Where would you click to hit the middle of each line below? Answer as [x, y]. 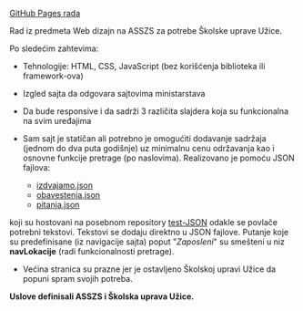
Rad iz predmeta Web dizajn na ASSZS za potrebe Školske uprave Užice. [146, 31]
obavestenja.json [68, 195]
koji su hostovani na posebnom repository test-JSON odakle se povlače [143, 222]
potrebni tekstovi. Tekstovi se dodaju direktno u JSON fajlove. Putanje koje [149, 232]
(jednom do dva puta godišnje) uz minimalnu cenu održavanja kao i [148, 148]
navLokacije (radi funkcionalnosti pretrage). [92, 251]
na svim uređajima [57, 121]
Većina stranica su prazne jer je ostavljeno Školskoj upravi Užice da [149, 269]
